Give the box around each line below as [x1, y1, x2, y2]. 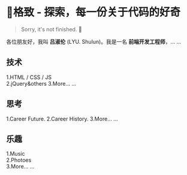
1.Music [6, 150, 25, 158]
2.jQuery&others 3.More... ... [6, 80, 77, 87]
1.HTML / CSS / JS [6, 73, 52, 81]
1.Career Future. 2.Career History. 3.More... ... [6, 115, 118, 122]
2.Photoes [6, 156, 32, 164]
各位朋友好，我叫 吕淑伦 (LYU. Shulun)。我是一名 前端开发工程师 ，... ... [6, 38, 182, 45]
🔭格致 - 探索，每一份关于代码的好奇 [6, 5, 181, 19]
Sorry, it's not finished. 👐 [20, 25, 82, 33]
